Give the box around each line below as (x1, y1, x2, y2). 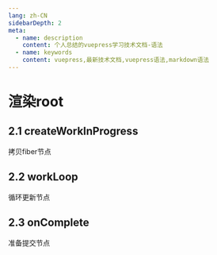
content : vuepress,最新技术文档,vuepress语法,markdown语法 (22, 56, 210, 64)
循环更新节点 (8, 192, 50, 202)
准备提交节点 (8, 238, 50, 247)
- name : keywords (15, 48, 73, 56)
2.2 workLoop (8, 170, 78, 184)
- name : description (15, 33, 83, 42)
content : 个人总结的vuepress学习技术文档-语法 (22, 41, 164, 49)
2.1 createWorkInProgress (8, 125, 139, 138)
